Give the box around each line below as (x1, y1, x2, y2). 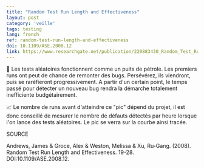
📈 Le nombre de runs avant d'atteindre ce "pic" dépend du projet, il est (6, 103, 185, 110)
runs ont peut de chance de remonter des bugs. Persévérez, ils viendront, (6, 71, 191, 79)
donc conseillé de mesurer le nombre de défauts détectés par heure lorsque (6, 112, 197, 119)
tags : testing (6, 26, 42, 32)
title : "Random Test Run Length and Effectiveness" (6, 9, 140, 15)
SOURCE (6, 130, 29, 138)
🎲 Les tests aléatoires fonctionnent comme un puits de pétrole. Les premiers (6, 65, 197, 72)
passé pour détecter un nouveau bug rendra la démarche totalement (6, 85, 178, 92)
